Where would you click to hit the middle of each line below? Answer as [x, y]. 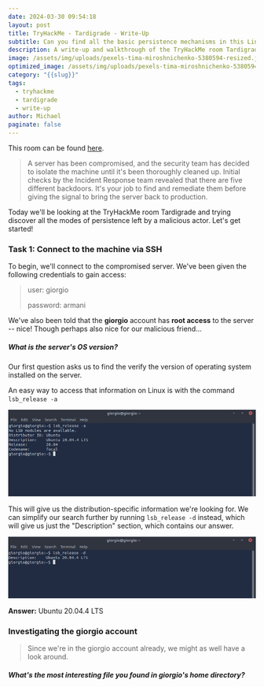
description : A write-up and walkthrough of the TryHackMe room [115, 50]
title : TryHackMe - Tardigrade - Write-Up [79, 33]
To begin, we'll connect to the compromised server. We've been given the [128, 266]
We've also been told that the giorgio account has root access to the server [131, 321]
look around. [48, 657]
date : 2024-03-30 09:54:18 [52, 17]
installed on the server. [45, 375]
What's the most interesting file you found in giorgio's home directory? [126, 674]
